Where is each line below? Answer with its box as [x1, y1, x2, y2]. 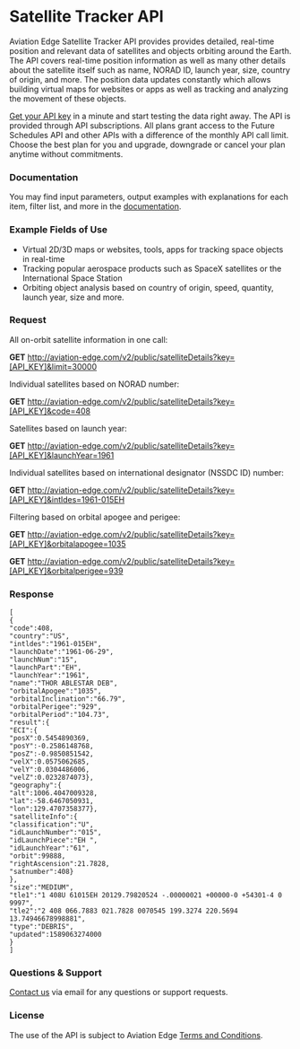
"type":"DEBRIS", [9, 922, 74, 931]
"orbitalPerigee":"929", [9, 703, 102, 712]
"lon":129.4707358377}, [9, 805, 99, 814]
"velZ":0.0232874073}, [9, 774, 94, 782]
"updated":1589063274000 [9, 931, 102, 940]
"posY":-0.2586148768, [9, 742, 94, 751]
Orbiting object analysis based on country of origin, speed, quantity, [21, 282, 275, 293]
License [9, 1010, 45, 1022]
